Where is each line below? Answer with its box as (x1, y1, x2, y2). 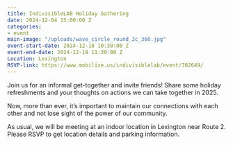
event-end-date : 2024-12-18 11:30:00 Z (7, 49, 123, 56)
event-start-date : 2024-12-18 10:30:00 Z (7, 42, 129, 49)
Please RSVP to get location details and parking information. (7, 130, 179, 138)
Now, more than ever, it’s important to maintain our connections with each (7, 101, 218, 110)
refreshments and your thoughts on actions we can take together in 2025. (7, 88, 219, 96)
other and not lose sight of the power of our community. (7, 109, 168, 117)
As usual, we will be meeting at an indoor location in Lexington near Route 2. (7, 122, 226, 130)
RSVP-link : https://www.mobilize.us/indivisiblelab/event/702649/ (7, 62, 204, 69)
